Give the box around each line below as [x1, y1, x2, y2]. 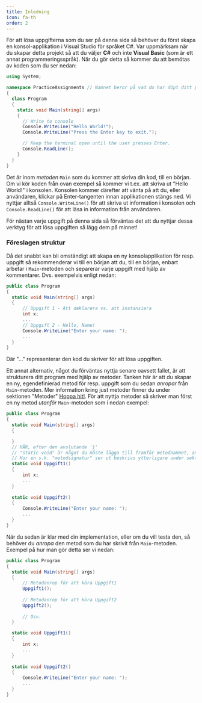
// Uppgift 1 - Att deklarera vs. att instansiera [22, 305, 152, 312]
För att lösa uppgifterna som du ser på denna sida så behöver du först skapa [6, 37, 196, 44]
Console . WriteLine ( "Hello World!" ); [22, 124, 114, 130]
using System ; [6, 73, 42, 80]
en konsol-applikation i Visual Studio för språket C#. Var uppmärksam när [6, 43, 188, 50]
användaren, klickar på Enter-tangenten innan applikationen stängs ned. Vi [6, 193, 191, 200]
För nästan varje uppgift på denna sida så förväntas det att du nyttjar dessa [6, 217, 193, 225]
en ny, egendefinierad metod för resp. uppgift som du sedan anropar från [6, 380, 188, 387]
